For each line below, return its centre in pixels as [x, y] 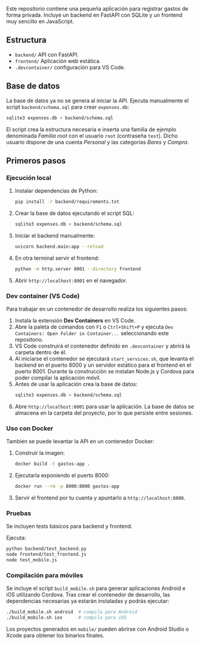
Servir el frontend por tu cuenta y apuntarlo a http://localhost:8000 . [100, 498]
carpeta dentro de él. [41, 352]
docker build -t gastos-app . [53, 464]
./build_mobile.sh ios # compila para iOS [67, 617]
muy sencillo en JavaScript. [40, 21]
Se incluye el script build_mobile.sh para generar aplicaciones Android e [96, 588]
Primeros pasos [36, 161]
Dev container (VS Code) [43, 296]
